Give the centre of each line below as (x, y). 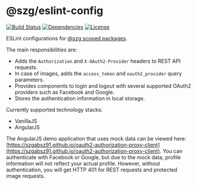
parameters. (29, 80)
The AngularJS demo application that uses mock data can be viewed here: (96, 138)
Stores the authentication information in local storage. (80, 98)
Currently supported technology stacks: (54, 109)
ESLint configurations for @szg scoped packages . (67, 38)
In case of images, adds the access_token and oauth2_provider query (98, 73)
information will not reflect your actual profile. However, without (83, 163)
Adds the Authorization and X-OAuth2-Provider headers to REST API (98, 61)
